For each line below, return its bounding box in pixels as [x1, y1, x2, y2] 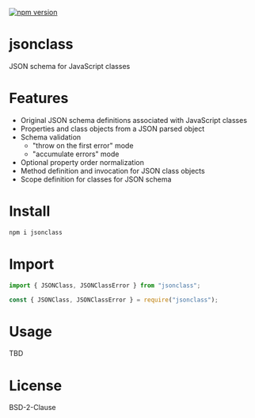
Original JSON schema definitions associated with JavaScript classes [20, 115, 248, 125]
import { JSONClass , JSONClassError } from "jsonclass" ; [9, 282, 201, 290]
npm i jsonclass [9, 228, 63, 236]
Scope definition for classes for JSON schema [20, 174, 172, 184]
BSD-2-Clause [9, 403, 56, 412]
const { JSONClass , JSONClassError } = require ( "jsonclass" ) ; [9, 296, 219, 304]
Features [9, 90, 69, 107]
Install [9, 202, 51, 221]
